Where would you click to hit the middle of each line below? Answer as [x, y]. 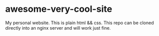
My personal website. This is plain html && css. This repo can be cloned [80, 23]
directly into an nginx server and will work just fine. [58, 28]
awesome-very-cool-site [59, 9]
